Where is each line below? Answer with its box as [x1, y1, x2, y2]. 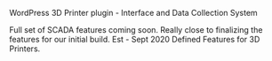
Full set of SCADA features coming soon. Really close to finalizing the [9, 25, 263, 34]
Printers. [9, 43, 41, 54]
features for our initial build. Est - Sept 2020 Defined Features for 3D [9, 34, 260, 44]
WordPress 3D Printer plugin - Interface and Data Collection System [9, 8, 258, 18]
